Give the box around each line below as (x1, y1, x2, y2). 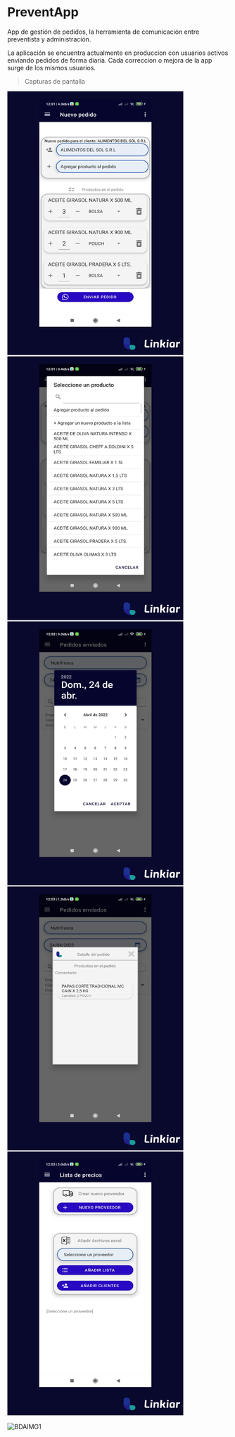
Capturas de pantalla (24, 77, 86, 85)
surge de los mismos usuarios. (7, 63, 96, 72)
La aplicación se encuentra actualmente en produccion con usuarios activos (7, 49, 229, 57)
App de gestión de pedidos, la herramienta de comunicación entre (7, 27, 200, 36)
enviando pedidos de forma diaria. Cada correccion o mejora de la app (7, 56, 212, 64)
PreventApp (7, 4, 79, 20)
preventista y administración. (7, 34, 91, 43)
